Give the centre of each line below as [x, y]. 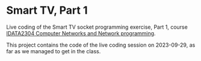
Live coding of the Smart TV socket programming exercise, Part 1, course [97, 27]
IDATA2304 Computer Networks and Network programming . [81, 33]
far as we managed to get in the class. [54, 51]
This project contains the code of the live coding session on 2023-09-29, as [101, 45]
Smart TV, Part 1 [47, 10]
